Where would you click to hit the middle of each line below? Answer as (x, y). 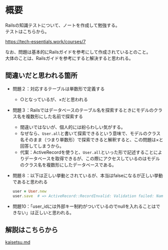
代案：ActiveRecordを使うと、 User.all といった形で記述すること (87, 152)
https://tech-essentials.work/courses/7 (46, 41)
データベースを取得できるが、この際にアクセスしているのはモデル (92, 158)
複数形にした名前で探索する (54, 116)
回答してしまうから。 (42, 146)
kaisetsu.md (18, 242)
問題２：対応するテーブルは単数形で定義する (58, 89)
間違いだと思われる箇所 (41, 76)
